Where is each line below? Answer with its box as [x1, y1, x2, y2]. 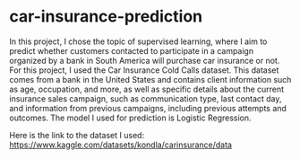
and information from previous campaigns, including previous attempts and [9, 102, 287, 113]
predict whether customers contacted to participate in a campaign [9, 45, 253, 56]
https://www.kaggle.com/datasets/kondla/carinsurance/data [9, 139, 233, 150]
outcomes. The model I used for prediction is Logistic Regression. [9, 112, 253, 123]
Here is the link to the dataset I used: [9, 129, 145, 140]
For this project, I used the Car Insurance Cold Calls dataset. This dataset [9, 65, 279, 75]
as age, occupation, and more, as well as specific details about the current [9, 84, 285, 94]
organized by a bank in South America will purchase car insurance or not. [9, 55, 280, 66]
